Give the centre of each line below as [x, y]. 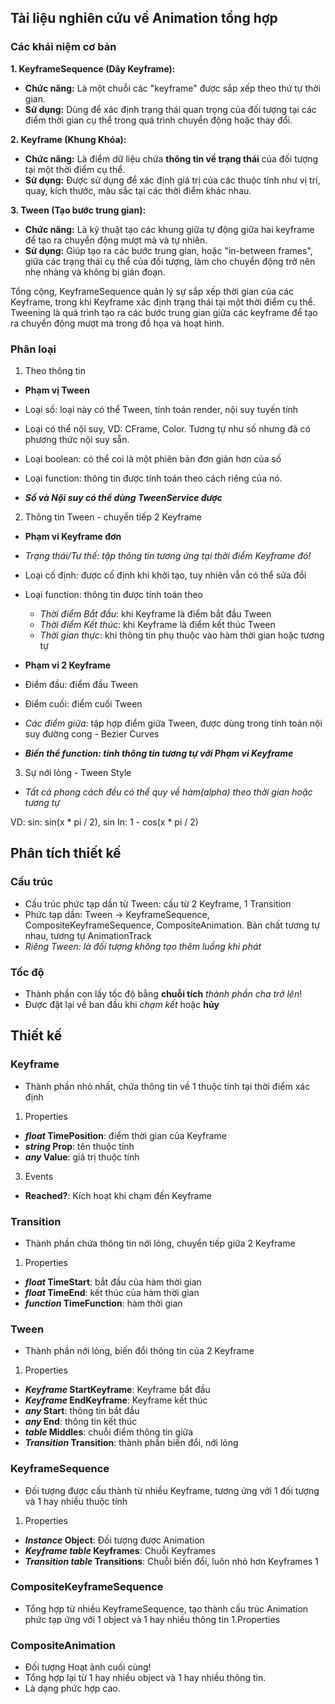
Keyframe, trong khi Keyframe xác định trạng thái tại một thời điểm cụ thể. [163, 302]
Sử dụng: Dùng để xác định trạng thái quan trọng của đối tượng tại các [170, 109]
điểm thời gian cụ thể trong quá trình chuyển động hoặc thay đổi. [158, 120]
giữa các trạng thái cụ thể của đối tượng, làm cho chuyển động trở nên [170, 261]
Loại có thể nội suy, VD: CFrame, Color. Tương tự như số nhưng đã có [167, 428]
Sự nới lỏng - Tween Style [78, 772]
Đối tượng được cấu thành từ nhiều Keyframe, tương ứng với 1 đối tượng [172, 1490]
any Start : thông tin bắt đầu [82, 1411]
